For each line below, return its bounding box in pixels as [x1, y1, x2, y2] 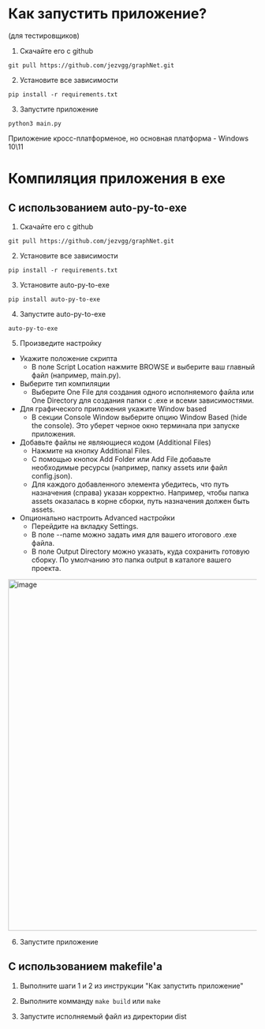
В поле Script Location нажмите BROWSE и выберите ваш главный [31, 362, 256, 371]
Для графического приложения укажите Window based [19, 404, 207, 413]
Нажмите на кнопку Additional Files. [31, 445, 152, 455]
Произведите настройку [19, 338, 103, 347]
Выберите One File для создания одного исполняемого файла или [31, 387, 254, 396]
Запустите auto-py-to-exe [19, 309, 106, 318]
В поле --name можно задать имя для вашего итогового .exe [31, 530, 237, 539]
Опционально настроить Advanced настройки [19, 513, 175, 522]
